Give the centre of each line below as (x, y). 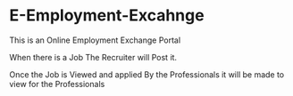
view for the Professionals (57, 84)
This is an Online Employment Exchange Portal (95, 40)
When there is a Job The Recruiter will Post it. (93, 57)
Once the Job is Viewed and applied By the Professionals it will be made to (147, 74)
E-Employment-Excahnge (107, 16)
